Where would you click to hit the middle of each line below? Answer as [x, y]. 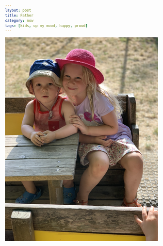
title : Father [19, 15]
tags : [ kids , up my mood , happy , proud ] [47, 26]
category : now [19, 20]
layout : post [18, 10]
